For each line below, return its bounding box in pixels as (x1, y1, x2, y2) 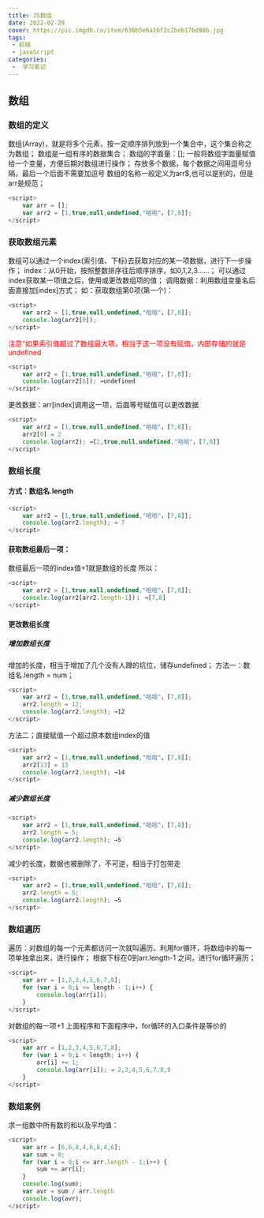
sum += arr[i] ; (36, 1165, 87, 1173)
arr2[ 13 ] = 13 (22, 761, 69, 769)
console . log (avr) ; (22, 1194, 83, 1202)
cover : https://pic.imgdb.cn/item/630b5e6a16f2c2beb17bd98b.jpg (8, 26, 224, 34)
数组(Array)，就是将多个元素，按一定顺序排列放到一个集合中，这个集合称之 (8, 139, 252, 148)
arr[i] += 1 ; (36, 1059, 80, 1066)
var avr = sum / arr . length (22, 1187, 114, 1196)
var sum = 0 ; (22, 1150, 65, 1159)
